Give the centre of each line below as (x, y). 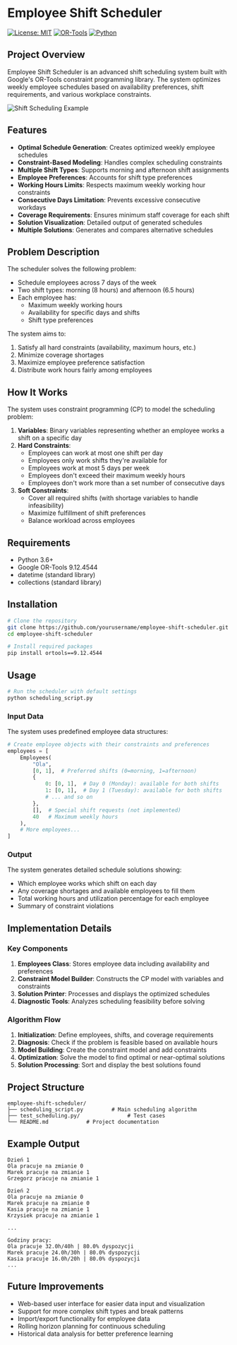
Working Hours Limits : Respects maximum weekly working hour (111, 184)
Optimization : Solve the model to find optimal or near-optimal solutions (121, 1057)
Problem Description (54, 252)
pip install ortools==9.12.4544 (55, 653)
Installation (32, 604)
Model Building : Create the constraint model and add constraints (112, 1050)
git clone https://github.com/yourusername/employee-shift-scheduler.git (118, 627)
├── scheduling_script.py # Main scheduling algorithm (102, 1110)
